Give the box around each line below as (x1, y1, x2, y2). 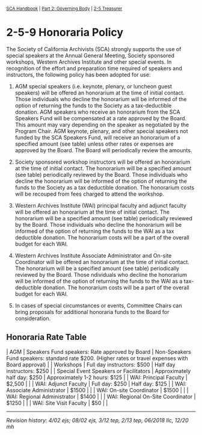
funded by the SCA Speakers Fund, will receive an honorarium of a (14, 134, 180, 141)
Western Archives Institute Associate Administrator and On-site (14, 251, 172, 259)
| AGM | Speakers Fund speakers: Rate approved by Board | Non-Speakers (6, 348, 191, 355)
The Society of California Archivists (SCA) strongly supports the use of (6, 45, 182, 52)
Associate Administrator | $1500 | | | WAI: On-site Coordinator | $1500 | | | (6, 386, 189, 393)
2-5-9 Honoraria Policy (6, 26, 124, 39)
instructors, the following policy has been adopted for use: (6, 71, 151, 78)
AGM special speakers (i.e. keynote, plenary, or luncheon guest (14, 82, 173, 90)
